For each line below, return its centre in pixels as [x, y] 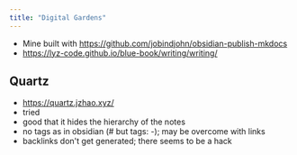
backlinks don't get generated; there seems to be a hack [127, 141]
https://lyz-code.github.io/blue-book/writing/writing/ [120, 53]
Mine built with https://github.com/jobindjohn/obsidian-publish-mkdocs [155, 43]
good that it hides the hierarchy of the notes [104, 122]
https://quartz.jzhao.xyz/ [68, 103]
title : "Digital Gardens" [58, 18]
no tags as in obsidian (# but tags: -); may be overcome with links [144, 132]
